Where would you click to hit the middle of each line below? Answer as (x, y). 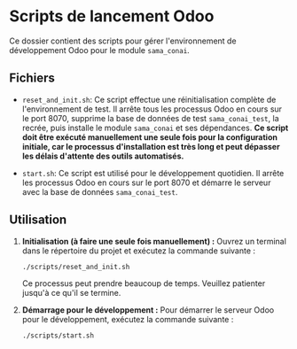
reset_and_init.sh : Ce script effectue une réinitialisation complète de (149, 99)
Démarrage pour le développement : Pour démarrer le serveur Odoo (148, 310)
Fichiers (32, 78)
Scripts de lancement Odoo (112, 16)
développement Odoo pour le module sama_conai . (100, 50)
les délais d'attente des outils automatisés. (103, 156)
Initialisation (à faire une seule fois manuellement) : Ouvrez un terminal (154, 241)
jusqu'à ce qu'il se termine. (71, 293)
